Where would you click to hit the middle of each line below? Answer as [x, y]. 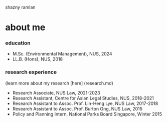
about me [25, 27]
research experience [31, 72]
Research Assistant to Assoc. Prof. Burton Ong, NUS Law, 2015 [77, 108]
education [18, 43]
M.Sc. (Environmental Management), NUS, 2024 [62, 54]
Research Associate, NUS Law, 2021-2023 [56, 92]
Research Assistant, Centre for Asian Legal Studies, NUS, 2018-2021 [83, 98]
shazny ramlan [21, 7]
